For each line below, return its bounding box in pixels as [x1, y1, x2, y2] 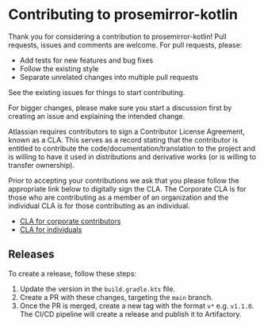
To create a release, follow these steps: [8, 268, 137, 278]
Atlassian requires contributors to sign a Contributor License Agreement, [8, 127, 246, 136]
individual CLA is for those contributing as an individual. [8, 200, 190, 211]
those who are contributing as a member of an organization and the [8, 192, 229, 202]
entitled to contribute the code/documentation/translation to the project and [8, 143, 256, 153]
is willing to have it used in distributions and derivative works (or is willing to [8, 152, 256, 162]
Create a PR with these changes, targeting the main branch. [19, 292, 214, 302]
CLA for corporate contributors [19, 216, 121, 226]
